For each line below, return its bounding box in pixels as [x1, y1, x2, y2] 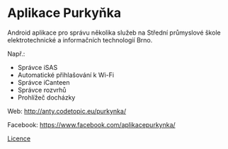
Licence [7, 134, 30, 143]
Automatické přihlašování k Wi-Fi [17, 71, 115, 79]
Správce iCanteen [17, 78, 70, 86]
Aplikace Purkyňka [7, 5, 122, 21]
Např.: [7, 49, 25, 58]
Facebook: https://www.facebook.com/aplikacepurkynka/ [7, 120, 176, 129]
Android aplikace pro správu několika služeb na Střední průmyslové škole [7, 28, 221, 37]
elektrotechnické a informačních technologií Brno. [7, 35, 153, 44]
